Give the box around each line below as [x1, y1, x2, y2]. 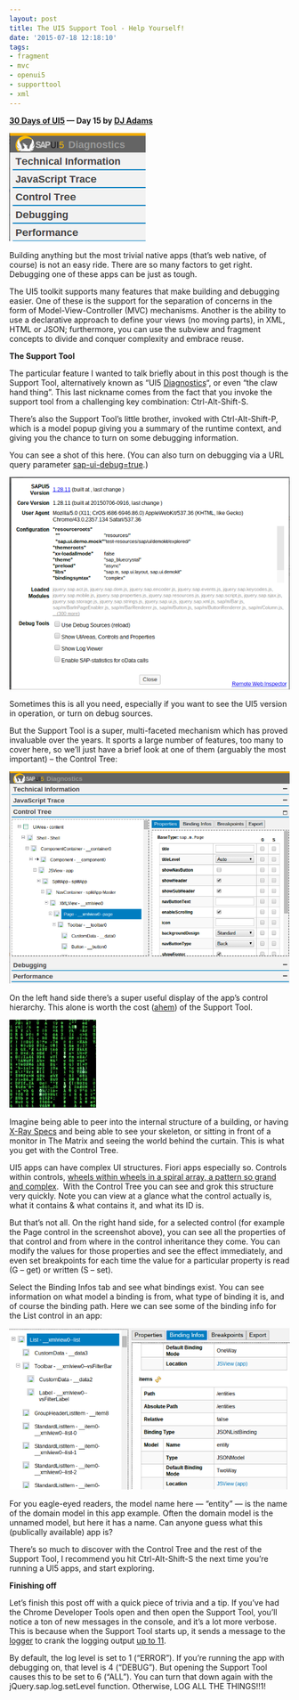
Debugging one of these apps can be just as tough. [9, 268, 198, 280]
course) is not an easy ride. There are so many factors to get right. [9, 259, 254, 270]
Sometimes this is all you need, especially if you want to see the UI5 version [9, 698, 287, 709]
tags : [9, 43, 29, 52]
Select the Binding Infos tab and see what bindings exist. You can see [9, 1282, 264, 1293]
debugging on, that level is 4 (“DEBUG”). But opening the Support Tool [9, 1662, 268, 1672]
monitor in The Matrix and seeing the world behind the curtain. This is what [9, 1135, 285, 1146]
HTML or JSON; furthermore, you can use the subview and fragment [9, 323, 261, 334]
